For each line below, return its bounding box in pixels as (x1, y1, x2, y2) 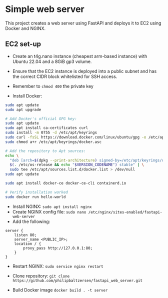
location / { (14, 241, 41, 246)
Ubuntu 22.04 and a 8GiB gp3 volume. (12, 58, 92, 64)
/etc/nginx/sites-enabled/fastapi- (88, 209, 162, 214)
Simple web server (5, 3, 84, 15)
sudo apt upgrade (5, 107, 41, 112)
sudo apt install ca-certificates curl (5, 125, 88, 130)
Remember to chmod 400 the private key (12, 83, 94, 89)
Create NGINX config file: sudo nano (12, 208, 86, 214)
